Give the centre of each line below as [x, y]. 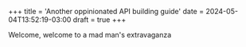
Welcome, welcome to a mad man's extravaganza [90, 35]
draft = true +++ [100, 20]
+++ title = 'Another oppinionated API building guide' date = [106, 11]
